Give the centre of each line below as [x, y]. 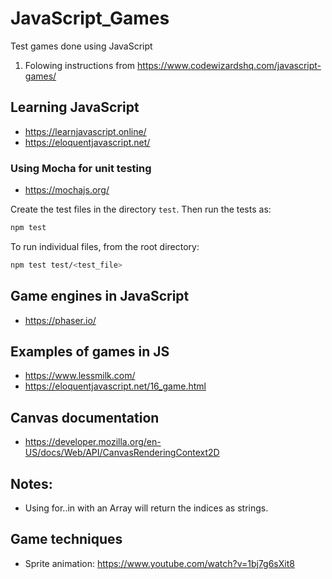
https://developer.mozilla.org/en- [93, 442]
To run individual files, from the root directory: [105, 246]
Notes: [31, 483]
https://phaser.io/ [60, 320]
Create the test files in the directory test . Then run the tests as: [141, 209]
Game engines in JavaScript [100, 296]
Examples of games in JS [90, 351]
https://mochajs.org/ [67, 190]
